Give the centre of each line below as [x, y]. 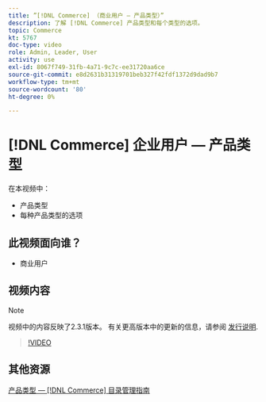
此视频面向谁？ [45, 243]
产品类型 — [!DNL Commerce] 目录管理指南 [79, 390]
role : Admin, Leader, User [53, 52]
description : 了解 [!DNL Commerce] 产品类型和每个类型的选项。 [106, 23]
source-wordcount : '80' [48, 89]
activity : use [32, 60]
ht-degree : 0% [32, 97]
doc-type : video [35, 45]
